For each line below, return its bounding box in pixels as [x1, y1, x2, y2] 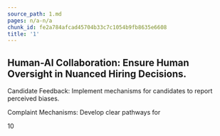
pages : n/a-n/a [7, 17, 53, 24]
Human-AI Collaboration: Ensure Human [7, 56, 190, 68]
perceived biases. [7, 94, 60, 103]
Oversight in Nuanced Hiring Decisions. [7, 68, 187, 80]
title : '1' [7, 30, 40, 38]
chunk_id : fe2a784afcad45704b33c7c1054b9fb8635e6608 [7, 23, 167, 31]
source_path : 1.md [7, 10, 62, 18]
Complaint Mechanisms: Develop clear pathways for [7, 108, 161, 117]
